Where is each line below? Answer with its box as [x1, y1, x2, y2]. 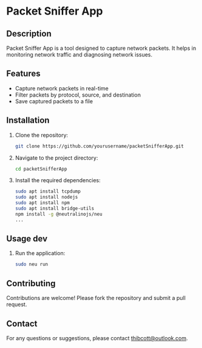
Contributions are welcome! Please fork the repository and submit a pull [6, 295, 186, 302]
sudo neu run [15, 261, 49, 268]
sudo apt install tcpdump [15, 188, 81, 195]
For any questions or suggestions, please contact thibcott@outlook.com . [6, 334, 188, 341]
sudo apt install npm [15, 200, 70, 206]
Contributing [6, 278, 56, 288]
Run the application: [15, 250, 66, 257]
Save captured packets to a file [15, 97, 93, 104]
